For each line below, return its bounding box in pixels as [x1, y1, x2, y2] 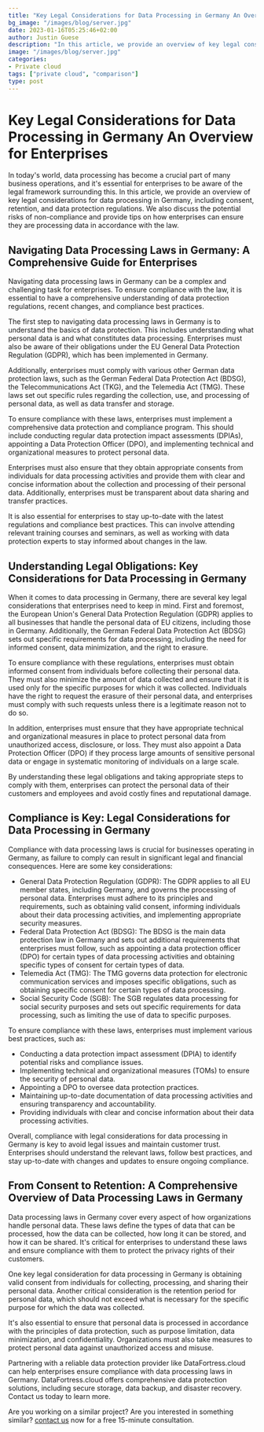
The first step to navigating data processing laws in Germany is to [8, 317, 222, 326]
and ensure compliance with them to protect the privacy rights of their [8, 1246, 236, 1255]
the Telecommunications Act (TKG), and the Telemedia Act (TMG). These [8, 382, 245, 392]
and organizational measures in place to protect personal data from [8, 732, 226, 742]
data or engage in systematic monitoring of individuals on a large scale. [8, 756, 240, 767]
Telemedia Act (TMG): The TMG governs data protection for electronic [19, 968, 247, 977]
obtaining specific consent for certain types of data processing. [19, 985, 226, 995]
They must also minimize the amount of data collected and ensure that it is [8, 675, 250, 684]
